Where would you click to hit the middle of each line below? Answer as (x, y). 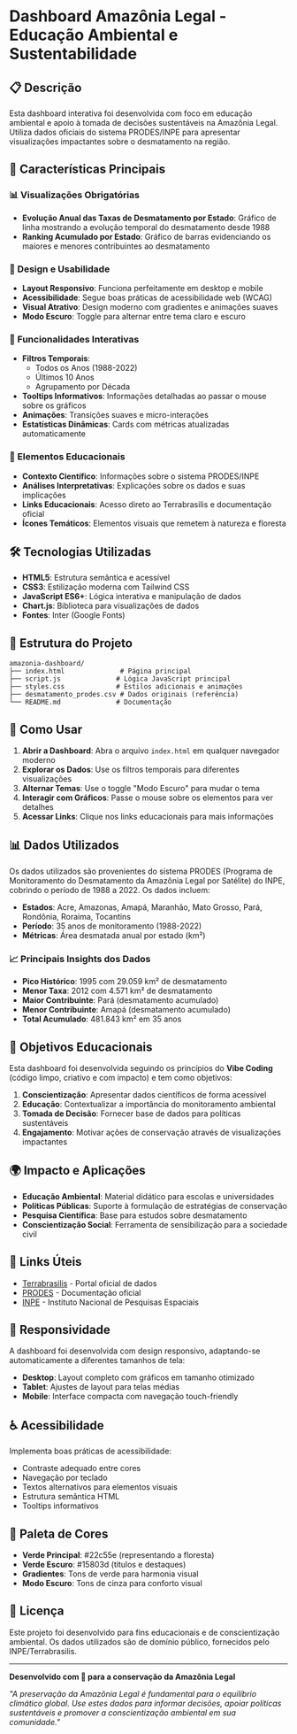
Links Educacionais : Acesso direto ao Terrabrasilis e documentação (147, 504)
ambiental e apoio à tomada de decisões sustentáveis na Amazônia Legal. (144, 123)
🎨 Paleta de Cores (59, 1534)
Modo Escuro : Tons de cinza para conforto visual (112, 1583)
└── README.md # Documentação (91, 702)
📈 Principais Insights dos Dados (80, 959)
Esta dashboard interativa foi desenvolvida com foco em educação (131, 113)
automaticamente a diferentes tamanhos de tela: (97, 1360)
